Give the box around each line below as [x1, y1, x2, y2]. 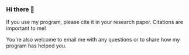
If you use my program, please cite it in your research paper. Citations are [6, 19, 184, 26]
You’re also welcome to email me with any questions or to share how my [6, 36, 180, 43]
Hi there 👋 [6, 5, 35, 13]
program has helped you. [6, 42, 67, 49]
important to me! [6, 25, 46, 32]
